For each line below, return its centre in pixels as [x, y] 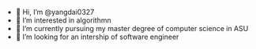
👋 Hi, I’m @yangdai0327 [55, 12]
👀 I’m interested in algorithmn [64, 20]
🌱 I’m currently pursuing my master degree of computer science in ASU [132, 28]
